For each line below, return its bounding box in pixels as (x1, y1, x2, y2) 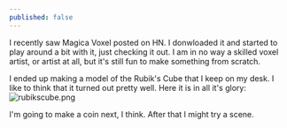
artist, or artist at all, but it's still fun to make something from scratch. (9, 56, 261, 66)
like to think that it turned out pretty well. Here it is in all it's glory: (9, 82, 246, 93)
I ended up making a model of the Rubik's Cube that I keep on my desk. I (9, 72, 275, 84)
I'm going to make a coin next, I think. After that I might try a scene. (9, 109, 254, 119)
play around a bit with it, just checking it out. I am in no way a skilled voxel (9, 46, 279, 57)
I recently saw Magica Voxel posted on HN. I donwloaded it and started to (9, 37, 278, 48)
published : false (9, 12, 74, 22)
